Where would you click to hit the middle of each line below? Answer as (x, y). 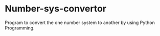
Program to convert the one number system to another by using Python (80, 22)
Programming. (20, 27)
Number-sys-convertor (56, 9)
